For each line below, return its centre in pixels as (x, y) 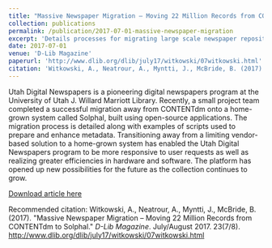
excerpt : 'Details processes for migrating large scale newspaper (123, 38)
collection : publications (52, 24)
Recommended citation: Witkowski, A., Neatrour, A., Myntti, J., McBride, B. (132, 209)
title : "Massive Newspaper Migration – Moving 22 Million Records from (132, 16)
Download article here (45, 193)
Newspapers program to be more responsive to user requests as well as (129, 152)
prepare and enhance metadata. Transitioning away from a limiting (119, 135)
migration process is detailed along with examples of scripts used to (122, 126)
